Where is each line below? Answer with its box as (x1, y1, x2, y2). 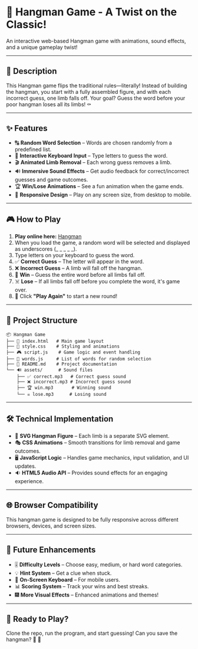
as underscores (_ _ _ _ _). (14, 245, 77, 253)
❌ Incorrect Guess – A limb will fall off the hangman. (14, 265, 143, 272)
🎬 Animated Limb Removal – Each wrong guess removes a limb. (14, 159, 172, 166)
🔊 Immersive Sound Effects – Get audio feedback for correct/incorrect (14, 168, 190, 175)
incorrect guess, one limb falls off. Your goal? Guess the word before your (6, 94, 186, 101)
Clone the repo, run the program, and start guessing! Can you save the (6, 630, 178, 637)
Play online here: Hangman (14, 233, 82, 240)
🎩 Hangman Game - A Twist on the (6, 5, 177, 19)
